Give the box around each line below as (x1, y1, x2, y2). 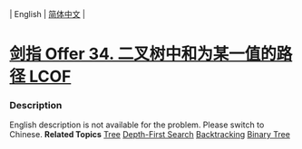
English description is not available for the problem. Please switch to (9, 119, 265, 130)
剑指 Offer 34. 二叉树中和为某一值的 (9, 44, 277, 64)
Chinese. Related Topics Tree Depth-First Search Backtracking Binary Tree (9, 129, 290, 140)
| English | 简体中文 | (9, 9, 86, 19)
